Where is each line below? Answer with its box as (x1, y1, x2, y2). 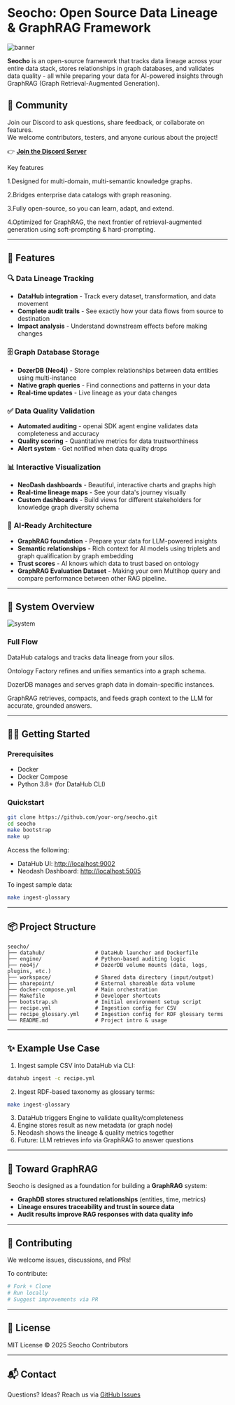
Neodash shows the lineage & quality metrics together (17, 1128, 174, 1137)
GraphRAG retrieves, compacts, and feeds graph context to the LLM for (7, 694, 213, 702)
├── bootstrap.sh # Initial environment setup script (7, 998, 201, 1005)
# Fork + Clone (7, 1283, 52, 1290)
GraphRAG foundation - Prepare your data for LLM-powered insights (17, 536, 218, 545)
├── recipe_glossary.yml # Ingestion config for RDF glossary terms (7, 1010, 224, 1017)
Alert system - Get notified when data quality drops (17, 444, 168, 453)
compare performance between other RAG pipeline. (17, 574, 166, 582)
